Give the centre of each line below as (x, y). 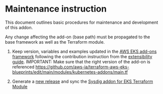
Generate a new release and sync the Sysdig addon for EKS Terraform (82, 81)
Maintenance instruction (56, 9)
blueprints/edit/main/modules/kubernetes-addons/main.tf (70, 72)
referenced (23, 67)
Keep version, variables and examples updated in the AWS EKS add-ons (84, 51)
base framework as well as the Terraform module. (55, 42)
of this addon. (19, 27)
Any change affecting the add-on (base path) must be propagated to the (78, 37)
